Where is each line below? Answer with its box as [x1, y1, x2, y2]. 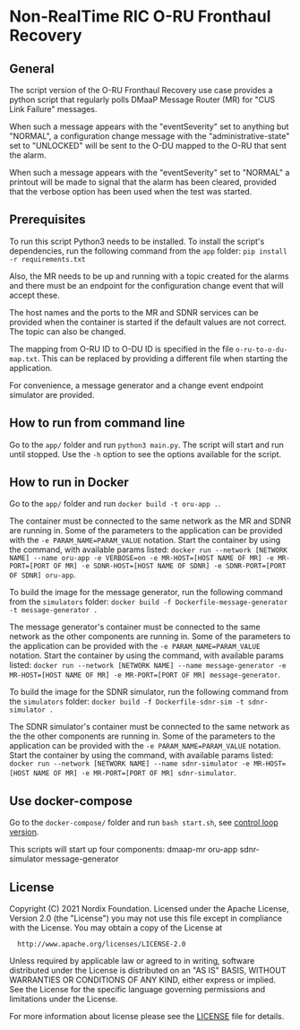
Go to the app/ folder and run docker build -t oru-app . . [9, 498, 221, 509]
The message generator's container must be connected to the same [9, 621, 261, 633]
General [9, 61, 56, 76]
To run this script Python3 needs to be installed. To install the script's [9, 236, 265, 247]
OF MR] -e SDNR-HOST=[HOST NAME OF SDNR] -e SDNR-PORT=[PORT [53, 562, 287, 571]
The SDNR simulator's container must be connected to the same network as [9, 722, 290, 732]
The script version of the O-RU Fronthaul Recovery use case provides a [9, 85, 273, 95]
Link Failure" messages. [9, 104, 98, 114]
